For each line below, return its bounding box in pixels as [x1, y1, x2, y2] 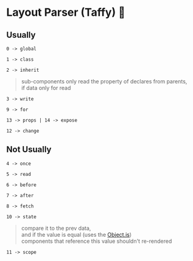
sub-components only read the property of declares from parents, [21, 78, 188, 85]
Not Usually [6, 144, 52, 155]
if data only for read [21, 85, 71, 91]
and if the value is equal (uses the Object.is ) [21, 231, 132, 238]
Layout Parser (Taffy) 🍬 [6, 5, 126, 19]
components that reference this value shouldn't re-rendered [21, 237, 172, 245]
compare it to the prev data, [21, 224, 91, 232]
